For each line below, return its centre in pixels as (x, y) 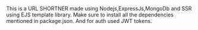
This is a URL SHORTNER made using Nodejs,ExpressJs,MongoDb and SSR (99, 9)
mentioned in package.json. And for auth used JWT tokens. (79, 21)
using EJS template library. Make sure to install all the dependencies (90, 15)
